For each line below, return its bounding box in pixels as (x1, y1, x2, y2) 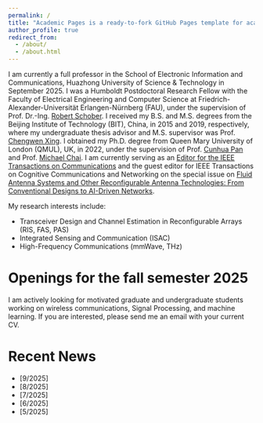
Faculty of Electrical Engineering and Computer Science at (8, 95, 197, 104)
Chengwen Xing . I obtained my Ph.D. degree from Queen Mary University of (8, 137, 253, 145)
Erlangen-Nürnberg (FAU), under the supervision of (80, 103, 247, 112)
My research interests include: (8, 202, 106, 210)
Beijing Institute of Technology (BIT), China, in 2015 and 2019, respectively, (8, 119, 250, 129)
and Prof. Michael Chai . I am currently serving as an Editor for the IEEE (8, 153, 235, 162)
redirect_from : (8, 33, 58, 42)
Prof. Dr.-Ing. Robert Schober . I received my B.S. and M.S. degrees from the (8, 111, 252, 120)
